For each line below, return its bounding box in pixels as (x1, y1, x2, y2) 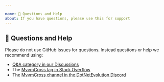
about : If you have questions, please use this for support (5, 16, 131, 21)
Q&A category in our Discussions (12, 61, 79, 67)
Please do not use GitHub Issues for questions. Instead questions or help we (5, 47, 159, 53)
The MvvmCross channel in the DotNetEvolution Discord (12, 72, 126, 78)
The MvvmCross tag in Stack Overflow (12, 67, 91, 73)
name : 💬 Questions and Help (5, 11, 63, 16)
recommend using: (5, 52, 43, 58)
